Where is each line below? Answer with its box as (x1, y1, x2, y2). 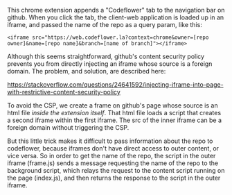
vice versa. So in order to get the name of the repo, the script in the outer (7, 152, 216, 160)
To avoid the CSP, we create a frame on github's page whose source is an (7, 101, 218, 110)
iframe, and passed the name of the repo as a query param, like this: (7, 21, 202, 28)
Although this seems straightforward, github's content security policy (7, 52, 205, 60)
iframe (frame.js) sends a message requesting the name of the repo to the (7, 159, 219, 167)
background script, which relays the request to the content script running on (7, 167, 225, 174)
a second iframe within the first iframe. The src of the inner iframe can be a (7, 116, 222, 124)
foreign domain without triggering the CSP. (7, 124, 130, 131)
